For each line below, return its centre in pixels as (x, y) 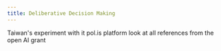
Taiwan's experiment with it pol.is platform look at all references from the (110, 33)
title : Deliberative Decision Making (61, 13)
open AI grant (27, 40)
